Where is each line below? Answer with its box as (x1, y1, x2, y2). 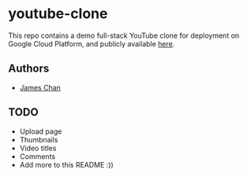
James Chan (19, 83, 62, 92)
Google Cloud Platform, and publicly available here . (8, 39, 175, 48)
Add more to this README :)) (19, 160, 114, 169)
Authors (8, 62, 50, 76)
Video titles (19, 143, 57, 153)
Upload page (19, 127, 62, 136)
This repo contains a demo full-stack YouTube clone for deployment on (8, 31, 240, 40)
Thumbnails (19, 135, 58, 144)
